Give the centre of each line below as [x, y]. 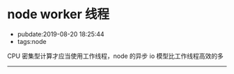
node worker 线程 [58, 14]
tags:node [32, 41]
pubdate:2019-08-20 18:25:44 [61, 34]
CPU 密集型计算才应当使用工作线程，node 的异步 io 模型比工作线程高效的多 [116, 56]
